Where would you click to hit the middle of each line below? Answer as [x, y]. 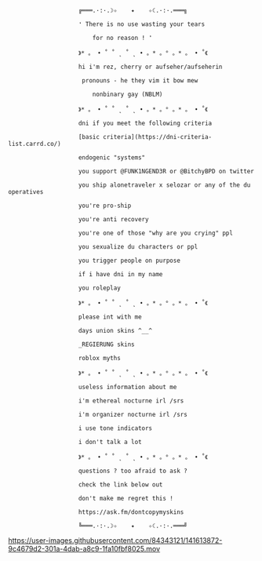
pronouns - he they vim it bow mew [140, 81]
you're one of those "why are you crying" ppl [156, 233]
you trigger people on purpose [129, 260]
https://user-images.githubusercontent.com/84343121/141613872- [115, 540]
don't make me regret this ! [126, 498]
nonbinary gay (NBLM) [127, 94]
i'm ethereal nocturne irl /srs [131, 401]
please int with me [110, 317]
